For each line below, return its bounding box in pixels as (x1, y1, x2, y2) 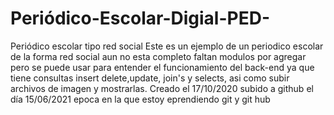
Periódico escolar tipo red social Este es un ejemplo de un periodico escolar (10, 40, 324, 52)
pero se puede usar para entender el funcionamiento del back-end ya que (10, 61, 315, 73)
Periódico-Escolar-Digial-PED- (10, 7, 271, 30)
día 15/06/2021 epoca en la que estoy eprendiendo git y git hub (10, 93, 271, 105)
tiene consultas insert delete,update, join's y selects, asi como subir (10, 72, 290, 84)
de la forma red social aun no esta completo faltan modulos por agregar (10, 50, 307, 62)
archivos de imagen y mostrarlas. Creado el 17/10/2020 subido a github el (10, 82, 314, 94)
